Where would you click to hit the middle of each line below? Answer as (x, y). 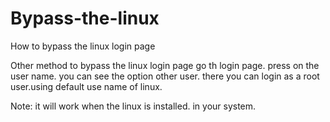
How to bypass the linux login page (83, 46)
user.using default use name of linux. (86, 86)
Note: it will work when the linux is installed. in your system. (133, 106)
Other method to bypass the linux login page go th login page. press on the (165, 65)
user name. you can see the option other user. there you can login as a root (165, 76)
